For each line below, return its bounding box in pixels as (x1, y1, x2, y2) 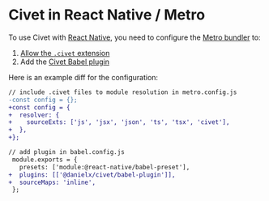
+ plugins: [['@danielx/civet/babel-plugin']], (8, 170, 176, 179)
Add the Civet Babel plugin (19, 57, 109, 66)
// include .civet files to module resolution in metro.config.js (8, 88, 237, 96)
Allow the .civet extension (19, 48, 110, 58)
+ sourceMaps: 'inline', (8, 178, 96, 186)
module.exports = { (11, 156, 79, 164)
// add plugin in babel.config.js (8, 148, 126, 156)
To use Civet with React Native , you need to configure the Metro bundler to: (8, 32, 261, 42)
